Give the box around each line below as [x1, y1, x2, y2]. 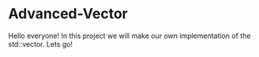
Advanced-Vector [8, 5, 128, 23]
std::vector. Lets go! [8, 39, 73, 48]
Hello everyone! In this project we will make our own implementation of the [8, 31, 251, 40]
